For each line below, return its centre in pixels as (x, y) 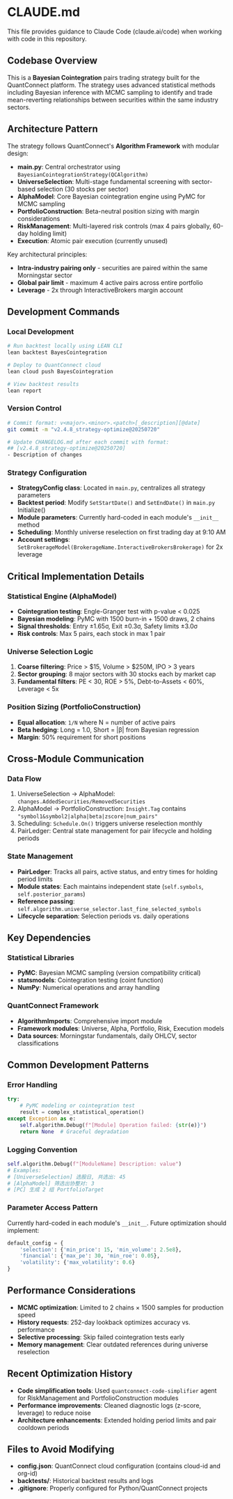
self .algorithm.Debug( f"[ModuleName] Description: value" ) (95, 1164)
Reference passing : (46, 901)
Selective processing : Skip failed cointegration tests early (101, 1337)
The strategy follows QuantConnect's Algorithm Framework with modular (113, 146)
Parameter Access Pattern (53, 1208)
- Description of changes (45, 455)
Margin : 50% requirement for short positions (81, 737)
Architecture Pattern (53, 129)
